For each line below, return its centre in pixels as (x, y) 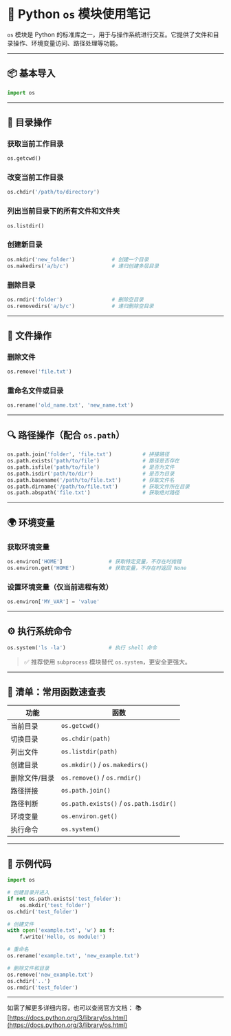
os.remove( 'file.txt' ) (40, 372)
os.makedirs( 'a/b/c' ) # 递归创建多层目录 (83, 266)
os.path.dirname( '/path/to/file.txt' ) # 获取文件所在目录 (99, 487)
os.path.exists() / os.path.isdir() (119, 804)
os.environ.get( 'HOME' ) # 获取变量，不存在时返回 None (97, 568)
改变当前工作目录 (35, 178)
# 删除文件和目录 (28, 968)
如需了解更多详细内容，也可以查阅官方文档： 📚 (75, 1008)
